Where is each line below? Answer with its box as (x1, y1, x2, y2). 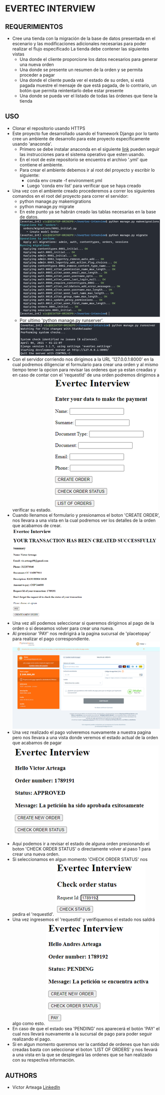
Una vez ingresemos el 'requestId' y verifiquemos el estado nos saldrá (12, 916, 155, 923)
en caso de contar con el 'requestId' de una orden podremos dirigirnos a (12, 372, 160, 378)
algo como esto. (12, 1020, 45, 1026)
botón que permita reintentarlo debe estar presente (19, 88, 124, 93)
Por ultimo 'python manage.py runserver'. (19, 317, 104, 323)
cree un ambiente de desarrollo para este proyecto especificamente (12, 135, 150, 141)
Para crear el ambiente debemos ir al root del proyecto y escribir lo (19, 167, 155, 173)
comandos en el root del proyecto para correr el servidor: (12, 193, 129, 199)
